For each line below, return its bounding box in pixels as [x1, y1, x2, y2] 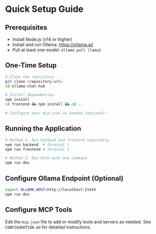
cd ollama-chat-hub [5, 83, 45, 89]
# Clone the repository [5, 74, 54, 79]
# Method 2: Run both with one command [5, 156, 87, 161]
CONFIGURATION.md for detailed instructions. [5, 224, 91, 230]
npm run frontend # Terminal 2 [5, 147, 70, 152]
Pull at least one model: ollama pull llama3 [12, 47, 101, 53]
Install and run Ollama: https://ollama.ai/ [12, 42, 94, 48]
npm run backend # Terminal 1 [5, 142, 70, 147]
